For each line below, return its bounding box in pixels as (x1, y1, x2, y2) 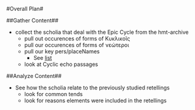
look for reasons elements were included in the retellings (24, 97, 167, 104)
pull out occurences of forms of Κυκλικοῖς (24, 35, 130, 42)
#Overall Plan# (6, 5, 44, 12)
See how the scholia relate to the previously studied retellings (15, 84, 170, 91)
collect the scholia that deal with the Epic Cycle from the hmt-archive (15, 28, 189, 36)
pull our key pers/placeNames (24, 48, 100, 55)
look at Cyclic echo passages (24, 60, 99, 68)
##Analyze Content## (6, 73, 62, 79)
